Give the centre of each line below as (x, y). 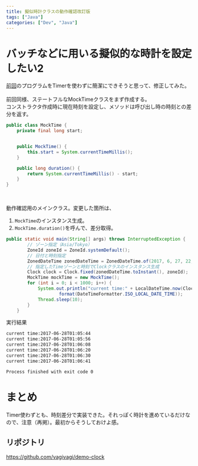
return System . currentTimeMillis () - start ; (83, 174)
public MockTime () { (42, 147)
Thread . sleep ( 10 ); (60, 299)
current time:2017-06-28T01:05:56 (49, 339)
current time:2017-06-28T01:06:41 (49, 361)
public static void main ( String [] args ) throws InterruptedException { (96, 239)
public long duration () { (49, 168)
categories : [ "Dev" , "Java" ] (42, 22)
